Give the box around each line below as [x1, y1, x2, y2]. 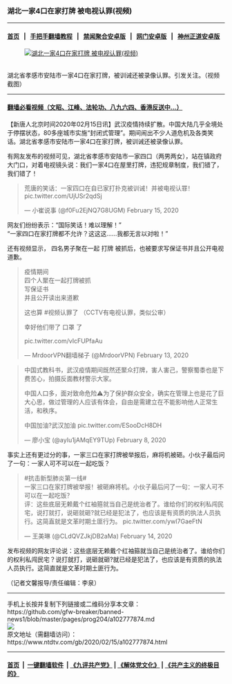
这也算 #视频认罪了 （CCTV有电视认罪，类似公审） [23, 308, 170, 316]
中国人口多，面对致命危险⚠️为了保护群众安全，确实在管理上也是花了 [23, 389, 219, 397]
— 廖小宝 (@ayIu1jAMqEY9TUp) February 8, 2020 [23, 435, 166, 444]
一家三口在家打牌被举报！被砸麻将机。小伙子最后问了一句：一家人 [23, 483, 212, 491]
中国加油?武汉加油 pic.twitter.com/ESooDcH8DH [23, 421, 162, 429]
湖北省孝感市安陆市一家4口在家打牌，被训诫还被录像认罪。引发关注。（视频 [7, 71, 220, 79]
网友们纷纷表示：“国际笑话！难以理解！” [7, 220, 122, 229]
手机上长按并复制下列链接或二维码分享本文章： [7, 600, 140, 608]
